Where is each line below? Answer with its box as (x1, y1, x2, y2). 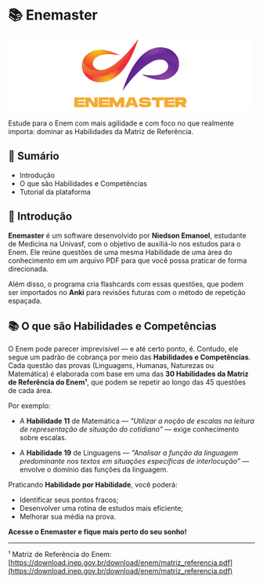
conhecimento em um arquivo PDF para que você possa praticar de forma (8, 256, 247, 265)
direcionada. (8, 264, 49, 273)
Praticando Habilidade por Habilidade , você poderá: (8, 480, 178, 490)
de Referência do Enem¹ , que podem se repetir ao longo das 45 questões (8, 377, 247, 387)
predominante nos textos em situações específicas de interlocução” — (19, 457, 250, 466)
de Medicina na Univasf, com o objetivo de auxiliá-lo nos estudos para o (8, 239, 241, 248)
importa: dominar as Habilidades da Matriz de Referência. (8, 126, 194, 136)
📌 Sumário (8, 150, 60, 163)
